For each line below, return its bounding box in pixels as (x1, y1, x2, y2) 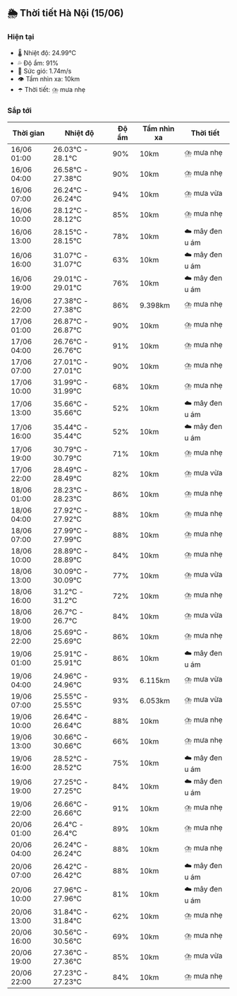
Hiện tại (7, 32, 35, 42)
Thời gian (12, 128, 45, 138)
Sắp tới (7, 105, 32, 115)
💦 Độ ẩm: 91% (17, 59, 59, 67)
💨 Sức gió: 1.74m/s (17, 66, 72, 75)
